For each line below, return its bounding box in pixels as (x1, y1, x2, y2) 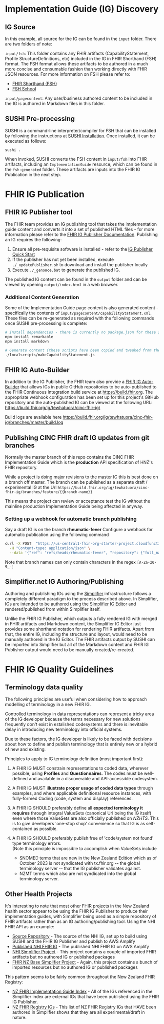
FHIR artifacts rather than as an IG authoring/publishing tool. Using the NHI (5, 918, 155, 924)
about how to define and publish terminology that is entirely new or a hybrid (5, 741, 158, 747)
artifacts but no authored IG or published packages (12, 954, 115, 960)
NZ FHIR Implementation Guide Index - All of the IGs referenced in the (12, 988, 153, 994)
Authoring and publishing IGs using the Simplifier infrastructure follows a (5, 590, 151, 597)
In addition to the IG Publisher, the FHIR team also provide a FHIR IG (5, 379, 141, 384)
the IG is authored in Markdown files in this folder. (5, 101, 105, 106)
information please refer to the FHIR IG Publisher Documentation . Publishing (5, 231, 158, 237)
